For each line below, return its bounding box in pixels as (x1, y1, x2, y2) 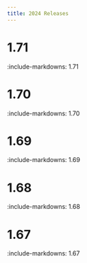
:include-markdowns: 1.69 (7, 156, 81, 164)
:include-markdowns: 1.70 (7, 109, 80, 117)
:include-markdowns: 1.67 (7, 249, 80, 258)
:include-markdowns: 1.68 (7, 203, 81, 211)
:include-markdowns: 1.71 (7, 62, 79, 71)
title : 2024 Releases (7, 10, 69, 17)
